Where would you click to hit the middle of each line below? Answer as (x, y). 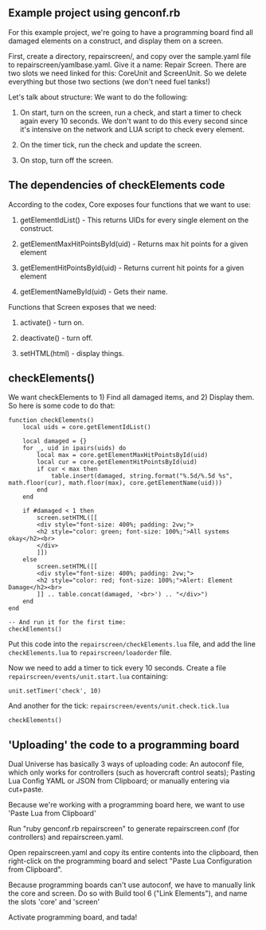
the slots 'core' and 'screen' (54, 902)
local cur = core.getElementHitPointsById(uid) (117, 462)
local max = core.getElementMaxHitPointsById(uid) (123, 455)
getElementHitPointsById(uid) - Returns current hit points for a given (132, 268)
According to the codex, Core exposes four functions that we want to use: (129, 204)
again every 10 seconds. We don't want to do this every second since (134, 121)
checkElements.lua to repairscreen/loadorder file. (90, 653)
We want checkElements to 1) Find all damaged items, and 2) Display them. (131, 397)
